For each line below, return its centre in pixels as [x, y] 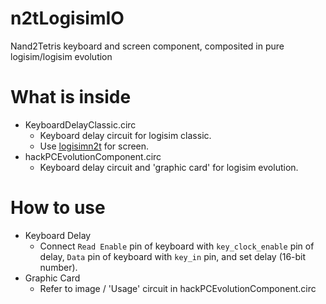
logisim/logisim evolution [61, 56]
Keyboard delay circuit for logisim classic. [125, 135]
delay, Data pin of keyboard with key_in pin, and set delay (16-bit [173, 256]
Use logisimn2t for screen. [94, 146]
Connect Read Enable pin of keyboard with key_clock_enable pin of [177, 246]
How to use [58, 208]
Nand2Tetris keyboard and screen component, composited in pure [147, 46]
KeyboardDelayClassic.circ [80, 124]
